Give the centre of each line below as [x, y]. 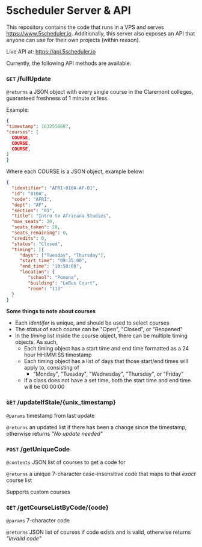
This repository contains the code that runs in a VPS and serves [85, 27]
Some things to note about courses [51, 311]
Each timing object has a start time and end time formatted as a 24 [106, 349]
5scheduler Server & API [69, 11]
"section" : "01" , [33, 210]
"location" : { [37, 272]
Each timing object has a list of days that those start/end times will [106, 361]
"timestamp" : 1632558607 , [38, 127]
